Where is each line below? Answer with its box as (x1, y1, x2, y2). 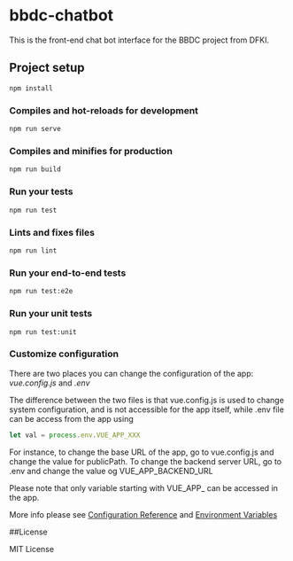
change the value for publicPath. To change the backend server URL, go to (9, 456, 281, 466)
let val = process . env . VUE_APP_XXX (9, 431, 141, 440)
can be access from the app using (9, 413, 135, 424)
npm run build (9, 165, 62, 174)
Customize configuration (9, 347, 120, 360)
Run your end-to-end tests (9, 267, 127, 279)
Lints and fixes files (9, 226, 96, 238)
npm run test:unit (9, 327, 77, 337)
